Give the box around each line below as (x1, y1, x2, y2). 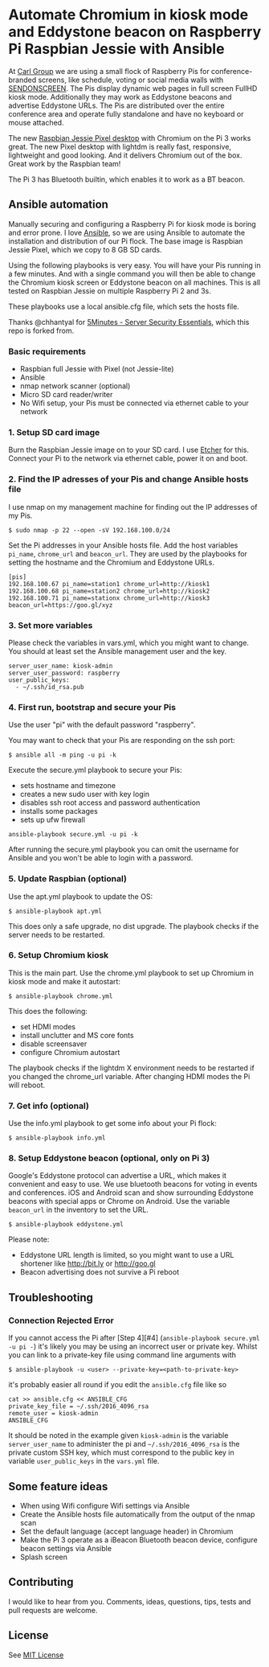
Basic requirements (8, 346, 87, 357)
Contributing (8, 1575, 74, 1589)
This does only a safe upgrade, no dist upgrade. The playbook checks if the (8, 921, 259, 930)
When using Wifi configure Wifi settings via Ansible (19, 1501, 190, 1510)
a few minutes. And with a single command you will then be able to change (8, 269, 256, 278)
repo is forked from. (8, 326, 75, 335)
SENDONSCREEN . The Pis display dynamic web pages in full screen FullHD (8, 83, 258, 93)
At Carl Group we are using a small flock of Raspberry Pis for (8, 66, 210, 76)
